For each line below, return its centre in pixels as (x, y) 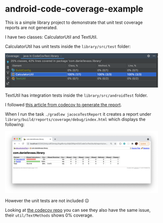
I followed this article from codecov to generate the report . (64, 105)
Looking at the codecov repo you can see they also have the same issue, (78, 210)
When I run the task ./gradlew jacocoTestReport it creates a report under (78, 114)
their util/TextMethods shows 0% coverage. (49, 215)
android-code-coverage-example (74, 9)
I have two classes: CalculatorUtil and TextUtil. (51, 37)
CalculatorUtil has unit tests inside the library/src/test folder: (68, 46)
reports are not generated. (32, 27)
